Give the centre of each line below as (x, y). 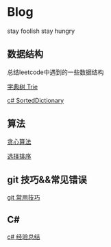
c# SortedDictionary (36, 100)
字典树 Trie (23, 86)
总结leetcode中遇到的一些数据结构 (56, 72)
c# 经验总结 (24, 237)
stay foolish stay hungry (41, 31)
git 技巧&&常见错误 (47, 179)
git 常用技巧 (24, 198)
